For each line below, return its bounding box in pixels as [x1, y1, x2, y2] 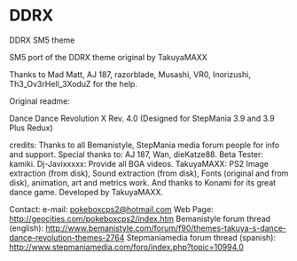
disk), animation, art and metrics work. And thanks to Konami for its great [9, 177, 277, 187]
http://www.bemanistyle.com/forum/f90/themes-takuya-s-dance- [45, 223, 286, 233]
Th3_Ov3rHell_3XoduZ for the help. [9, 78, 137, 89]
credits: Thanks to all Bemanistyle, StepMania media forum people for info [9, 139, 280, 150]
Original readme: [9, 95, 71, 107]
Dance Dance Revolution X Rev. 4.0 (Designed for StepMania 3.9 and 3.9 [9, 113, 275, 123]
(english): [9, 223, 44, 233]
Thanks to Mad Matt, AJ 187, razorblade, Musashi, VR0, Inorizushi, [9, 68, 251, 80]
